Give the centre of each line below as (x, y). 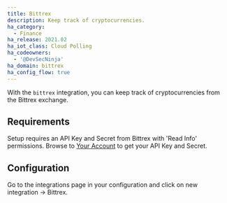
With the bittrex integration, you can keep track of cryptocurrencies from (113, 92)
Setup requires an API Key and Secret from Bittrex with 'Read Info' (102, 139)
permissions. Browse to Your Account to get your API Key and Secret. (107, 146)
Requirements (38, 121)
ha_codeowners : (29, 53)
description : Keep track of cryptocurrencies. (76, 20)
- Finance (28, 33)
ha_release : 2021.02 (37, 40)
